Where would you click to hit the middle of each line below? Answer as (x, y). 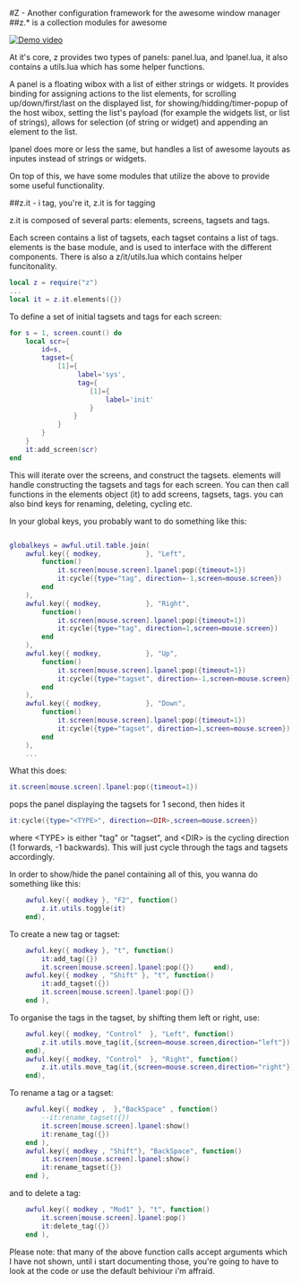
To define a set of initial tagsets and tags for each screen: (116, 316)
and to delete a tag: (45, 1193)
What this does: (38, 771)
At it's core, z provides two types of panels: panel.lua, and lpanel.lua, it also (149, 57)
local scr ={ (47, 341)
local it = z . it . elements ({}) (66, 299)
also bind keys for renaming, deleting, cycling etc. (101, 503)
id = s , (52, 350)
